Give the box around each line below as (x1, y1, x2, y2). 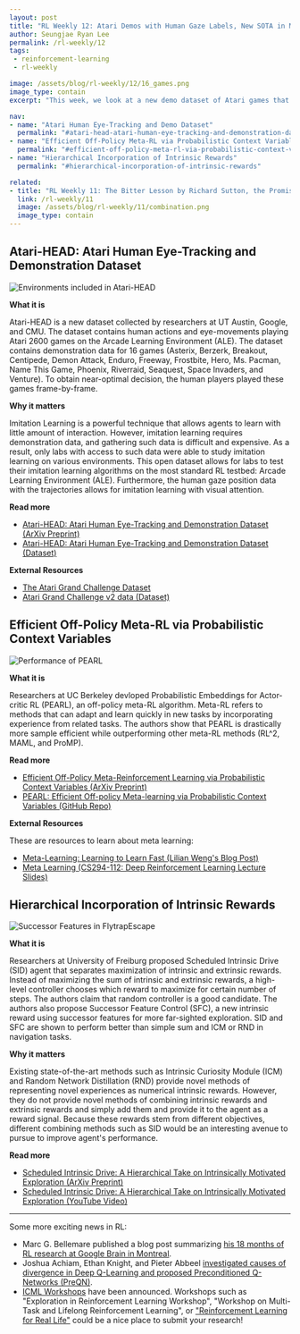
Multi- (269, 1296, 291, 1306)
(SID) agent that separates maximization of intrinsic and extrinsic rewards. (9, 965, 282, 975)
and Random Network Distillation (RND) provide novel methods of (9, 1076, 251, 1086)
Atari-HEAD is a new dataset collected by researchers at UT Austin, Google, (9, 317, 288, 327)
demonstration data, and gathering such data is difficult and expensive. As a (9, 436, 290, 447)
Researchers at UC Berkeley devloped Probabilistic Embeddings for (9, 689, 257, 700)
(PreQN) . (60, 1277, 94, 1288)
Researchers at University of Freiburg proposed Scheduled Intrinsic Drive (9, 956, 279, 967)
